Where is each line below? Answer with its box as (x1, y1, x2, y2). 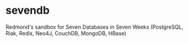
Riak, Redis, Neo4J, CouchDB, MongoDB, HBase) (5, 29, 126, 36)
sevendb (5, 4, 50, 17)
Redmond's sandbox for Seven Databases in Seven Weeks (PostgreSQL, (5, 23, 184, 30)
